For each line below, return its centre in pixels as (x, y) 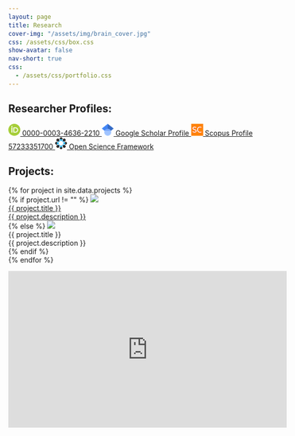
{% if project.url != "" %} (49, 200)
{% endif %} (29, 251)
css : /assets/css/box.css (51, 42)
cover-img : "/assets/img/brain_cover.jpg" (80, 33)
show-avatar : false (41, 51)
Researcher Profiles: (60, 109)
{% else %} (27, 226)
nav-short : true (35, 59)
